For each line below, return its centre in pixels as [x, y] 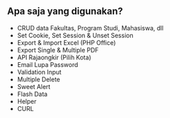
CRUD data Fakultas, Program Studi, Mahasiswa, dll [90, 28]
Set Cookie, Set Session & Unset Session [75, 35]
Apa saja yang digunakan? [65, 11]
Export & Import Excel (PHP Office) [66, 42]
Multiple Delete [39, 79]
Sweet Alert [34, 86]
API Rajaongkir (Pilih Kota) [54, 57]
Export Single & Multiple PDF [58, 50]
